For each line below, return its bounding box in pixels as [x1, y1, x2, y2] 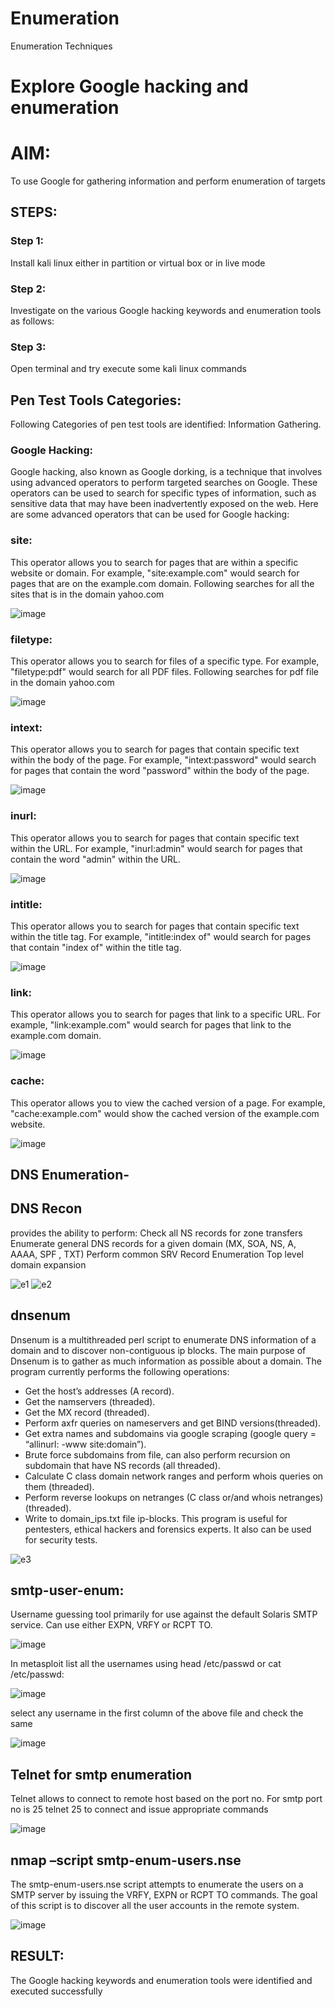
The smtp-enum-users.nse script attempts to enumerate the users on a [10, 1878, 304, 1890]
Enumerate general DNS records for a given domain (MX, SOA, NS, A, [10, 1237, 297, 1249]
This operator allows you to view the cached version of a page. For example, [10, 1097, 326, 1109]
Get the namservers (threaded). [24, 1395, 156, 1407]
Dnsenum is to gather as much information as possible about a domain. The [10, 1355, 322, 1367]
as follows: [10, 315, 55, 327]
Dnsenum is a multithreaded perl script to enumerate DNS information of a [10, 1333, 317, 1346]
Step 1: [10, 234, 44, 248]
